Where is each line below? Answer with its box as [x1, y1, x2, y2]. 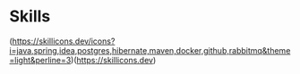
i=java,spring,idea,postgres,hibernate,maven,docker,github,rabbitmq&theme [9, 45, 291, 55]
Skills [9, 6, 51, 27]
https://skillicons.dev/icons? [12, 36, 116, 46]
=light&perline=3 [9, 54, 72, 65]
